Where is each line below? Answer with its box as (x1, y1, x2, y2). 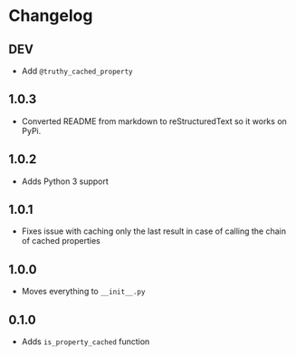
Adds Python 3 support (21, 176, 110, 187)
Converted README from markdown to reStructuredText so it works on (21, 115, 287, 127)
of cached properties (21, 236, 101, 246)
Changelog (8, 5, 93, 26)
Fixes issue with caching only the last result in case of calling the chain (21, 226, 287, 236)
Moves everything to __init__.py (21, 286, 146, 297)
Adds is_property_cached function (21, 336, 150, 347)
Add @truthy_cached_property (21, 65, 133, 76)
